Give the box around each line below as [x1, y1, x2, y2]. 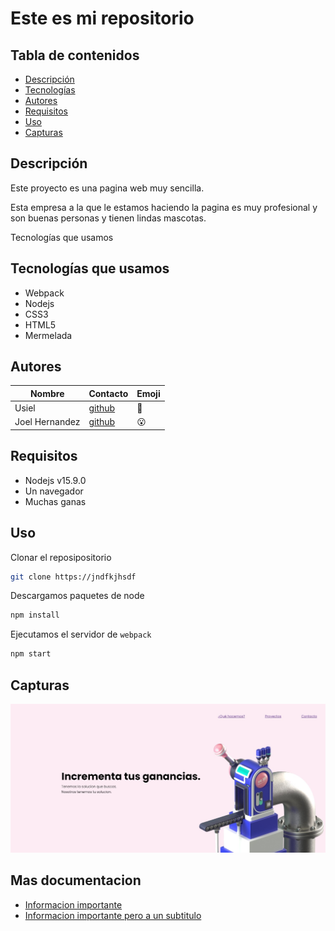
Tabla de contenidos [10, 47, 140, 64]
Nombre [29, 387, 65, 399]
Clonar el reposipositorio [10, 551, 112, 563]
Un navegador [24, 485, 84, 497]
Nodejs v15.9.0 [24, 474, 87, 486]
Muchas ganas [24, 495, 87, 507]
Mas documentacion [10, 872, 142, 889]
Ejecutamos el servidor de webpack [10, 628, 152, 641]
